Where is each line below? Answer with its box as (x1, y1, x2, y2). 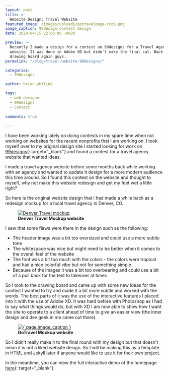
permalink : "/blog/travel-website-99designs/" (5, 58, 105, 64)
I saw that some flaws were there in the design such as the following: (5, 225, 148, 231)
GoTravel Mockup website (18, 330, 74, 336)
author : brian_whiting (5, 82, 53, 87)
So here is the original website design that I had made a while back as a (5, 195, 153, 201)
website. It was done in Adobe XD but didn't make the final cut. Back (10, 49, 163, 54)
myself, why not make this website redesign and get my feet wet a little (5, 180, 152, 186)
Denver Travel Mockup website (18, 215, 84, 222)
